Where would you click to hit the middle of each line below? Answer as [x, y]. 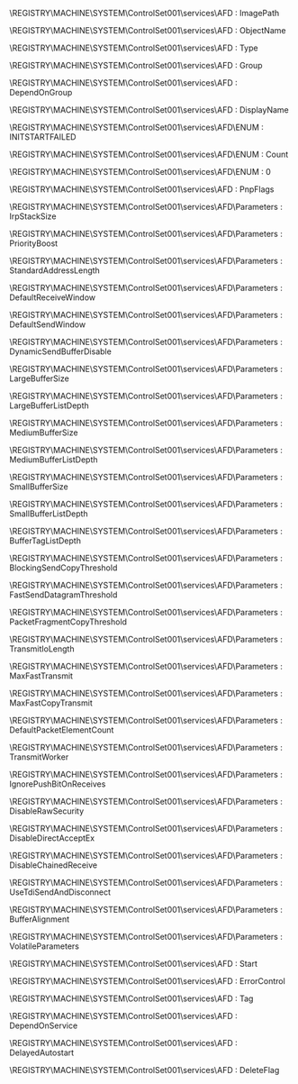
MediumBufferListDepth [54, 460]
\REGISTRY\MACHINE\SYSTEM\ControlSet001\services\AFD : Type [134, 48]
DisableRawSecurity [47, 811]
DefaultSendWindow [48, 324]
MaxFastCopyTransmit [51, 703]
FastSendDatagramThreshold [63, 595]
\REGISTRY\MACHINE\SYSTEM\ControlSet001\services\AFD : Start [134, 964]
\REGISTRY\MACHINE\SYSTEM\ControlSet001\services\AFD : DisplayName [149, 110]
